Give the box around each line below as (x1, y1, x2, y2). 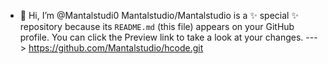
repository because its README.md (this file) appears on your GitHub (19, 21, 295, 32)
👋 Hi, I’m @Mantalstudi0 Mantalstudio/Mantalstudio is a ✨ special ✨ (19, 10, 299, 21)
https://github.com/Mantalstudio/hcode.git (28, 42, 204, 54)
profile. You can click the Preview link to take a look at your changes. (19, 31, 304, 43)
